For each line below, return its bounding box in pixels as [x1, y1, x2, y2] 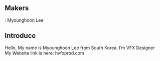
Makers [5, 4, 29, 12]
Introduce [5, 32, 36, 40]
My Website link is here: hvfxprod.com [5, 50, 84, 56]
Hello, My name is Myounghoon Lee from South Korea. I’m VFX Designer [5, 45, 155, 51]
